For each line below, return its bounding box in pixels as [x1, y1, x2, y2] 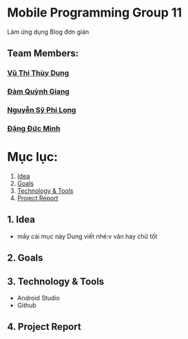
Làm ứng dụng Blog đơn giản [7, 28, 90, 36]
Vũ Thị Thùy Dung [7, 68, 70, 78]
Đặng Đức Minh [7, 124, 61, 134]
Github [17, 301, 36, 309]
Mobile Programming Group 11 [7, 5, 182, 21]
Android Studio [17, 294, 60, 302]
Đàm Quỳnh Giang [7, 87, 70, 96]
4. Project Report [7, 321, 81, 333]
